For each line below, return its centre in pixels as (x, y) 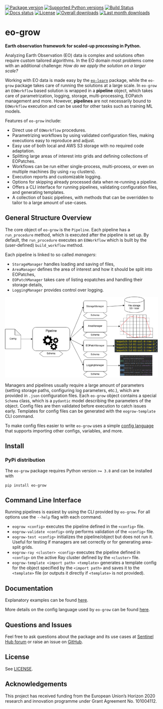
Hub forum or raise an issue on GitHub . (44, 642)
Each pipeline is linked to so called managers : (51, 254)
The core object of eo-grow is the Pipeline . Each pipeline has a (68, 229)
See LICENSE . (19, 669)
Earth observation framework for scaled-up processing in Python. (73, 46)
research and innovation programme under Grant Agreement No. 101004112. (81, 701)
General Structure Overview (48, 218)
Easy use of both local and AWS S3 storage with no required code (78, 146)
